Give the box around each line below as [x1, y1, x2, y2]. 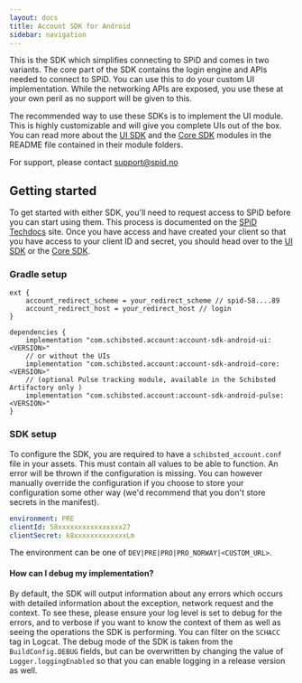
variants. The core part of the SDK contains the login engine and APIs [9, 64, 268, 75]
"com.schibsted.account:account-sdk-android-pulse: [86, 391, 284, 400]
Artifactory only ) [9, 383, 83, 393]
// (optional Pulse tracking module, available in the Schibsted [25, 376, 277, 385]
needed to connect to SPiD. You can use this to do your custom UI [9, 74, 255, 85]
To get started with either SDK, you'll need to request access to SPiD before [9, 207, 291, 218]
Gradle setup [9, 268, 68, 281]
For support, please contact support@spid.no [9, 157, 178, 168]
